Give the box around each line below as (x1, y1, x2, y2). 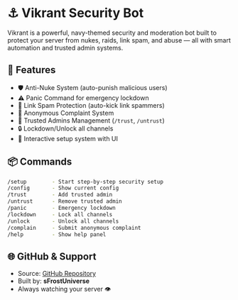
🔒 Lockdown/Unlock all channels (17, 124, 114, 133)
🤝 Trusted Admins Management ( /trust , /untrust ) (17, 116, 165, 125)
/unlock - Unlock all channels (7, 218, 119, 225)
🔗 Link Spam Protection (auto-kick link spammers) (17, 101, 165, 109)
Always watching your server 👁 (17, 285, 112, 294)
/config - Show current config (7, 184, 119, 192)
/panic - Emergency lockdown (7, 204, 116, 212)
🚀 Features (7, 64, 56, 76)
